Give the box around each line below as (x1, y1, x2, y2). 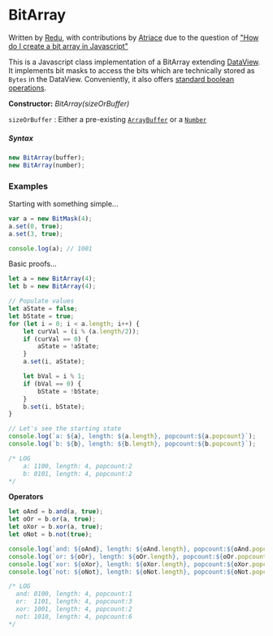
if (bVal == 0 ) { (23, 380, 82, 388)
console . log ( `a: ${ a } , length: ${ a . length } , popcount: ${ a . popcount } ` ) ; (8, 433, 257, 441)
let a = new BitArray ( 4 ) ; (8, 275, 96, 283)
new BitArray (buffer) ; (8, 153, 85, 162)
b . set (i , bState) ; (23, 403, 85, 411)
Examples (8, 181, 49, 192)
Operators (8, 492, 44, 502)
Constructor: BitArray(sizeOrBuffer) (8, 98, 130, 108)
